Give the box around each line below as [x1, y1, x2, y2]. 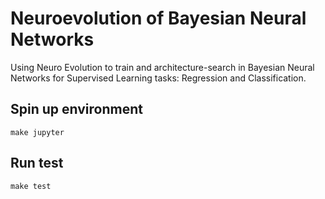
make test [10, 181, 52, 191]
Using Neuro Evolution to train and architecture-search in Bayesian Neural [10, 61, 315, 73]
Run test [10, 155, 64, 172]
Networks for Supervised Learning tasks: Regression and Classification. [10, 72, 307, 84]
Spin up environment [10, 101, 143, 118]
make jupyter [10, 127, 65, 137]
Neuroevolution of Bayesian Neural [10, 7, 307, 30]
